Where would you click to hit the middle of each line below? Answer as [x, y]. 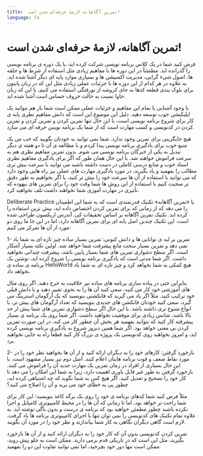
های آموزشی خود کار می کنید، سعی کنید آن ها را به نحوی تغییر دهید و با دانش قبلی [98, 289]
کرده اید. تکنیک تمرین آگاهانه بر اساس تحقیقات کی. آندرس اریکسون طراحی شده [97, 214]
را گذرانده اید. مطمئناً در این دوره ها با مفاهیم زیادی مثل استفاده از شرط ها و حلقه [98, 71]
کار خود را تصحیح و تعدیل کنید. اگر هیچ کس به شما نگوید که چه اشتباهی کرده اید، [96, 378]
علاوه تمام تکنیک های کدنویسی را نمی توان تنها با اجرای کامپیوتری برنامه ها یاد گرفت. [101, 416]
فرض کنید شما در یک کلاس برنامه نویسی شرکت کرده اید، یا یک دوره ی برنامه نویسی [101, 64]
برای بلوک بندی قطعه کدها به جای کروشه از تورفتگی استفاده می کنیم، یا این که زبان [100, 90]
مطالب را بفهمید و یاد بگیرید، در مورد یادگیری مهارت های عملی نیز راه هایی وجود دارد [102, 171]
